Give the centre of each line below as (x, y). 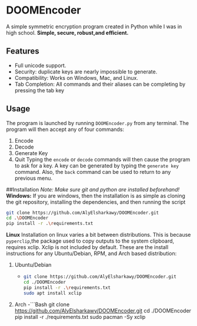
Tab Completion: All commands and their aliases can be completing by (100, 84)
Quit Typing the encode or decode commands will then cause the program (102, 159)
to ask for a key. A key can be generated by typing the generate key (97, 166)
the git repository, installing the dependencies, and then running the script (96, 202)
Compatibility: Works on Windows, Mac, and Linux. (76, 78)
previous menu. (34, 178)
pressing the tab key (39, 90)
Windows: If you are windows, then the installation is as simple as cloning (96, 196)
